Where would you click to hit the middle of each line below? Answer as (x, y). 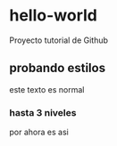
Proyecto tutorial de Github (59, 40)
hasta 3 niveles (43, 112)
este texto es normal (47, 89)
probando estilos (57, 68)
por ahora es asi (39, 132)
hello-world (54, 16)
